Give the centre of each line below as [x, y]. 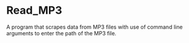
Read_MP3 [34, 10]
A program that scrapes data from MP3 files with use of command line [94, 27]
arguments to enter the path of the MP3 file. [62, 33]
